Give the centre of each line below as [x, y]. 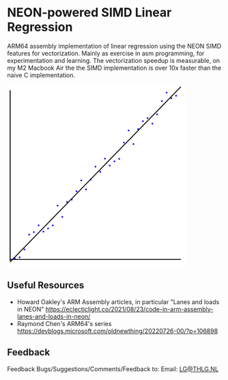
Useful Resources [46, 285]
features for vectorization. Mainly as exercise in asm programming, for [106, 53]
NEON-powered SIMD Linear [89, 13]
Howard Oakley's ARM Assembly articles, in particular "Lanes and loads [118, 301]
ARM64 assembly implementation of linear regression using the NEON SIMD [114, 46]
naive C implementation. [41, 75]
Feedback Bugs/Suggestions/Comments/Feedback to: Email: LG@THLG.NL [113, 369]
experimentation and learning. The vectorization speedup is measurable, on [114, 60]
